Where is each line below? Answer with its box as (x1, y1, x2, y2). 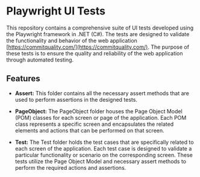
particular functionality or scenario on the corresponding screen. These (14, 151, 193, 158)
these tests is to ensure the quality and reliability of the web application (6, 49, 183, 57)
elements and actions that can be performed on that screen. (14, 126, 164, 134)
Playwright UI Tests (6, 4, 105, 18)
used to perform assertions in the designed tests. (14, 96, 137, 103)
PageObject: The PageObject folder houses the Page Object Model (14, 107, 183, 115)
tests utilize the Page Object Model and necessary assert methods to (14, 158, 187, 165)
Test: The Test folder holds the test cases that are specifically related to (14, 138, 194, 146)
